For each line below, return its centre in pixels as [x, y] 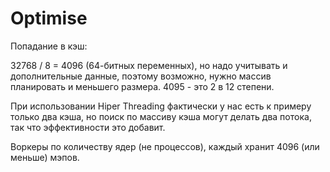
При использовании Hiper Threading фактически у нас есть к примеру [161, 106]
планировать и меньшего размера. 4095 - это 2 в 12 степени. [142, 86]
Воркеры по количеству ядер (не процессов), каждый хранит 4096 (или [165, 146]
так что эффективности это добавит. [88, 127]
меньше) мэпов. [45, 157]
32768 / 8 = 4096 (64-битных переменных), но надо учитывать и [149, 65]
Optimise [49, 18]
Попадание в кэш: [49, 46]
